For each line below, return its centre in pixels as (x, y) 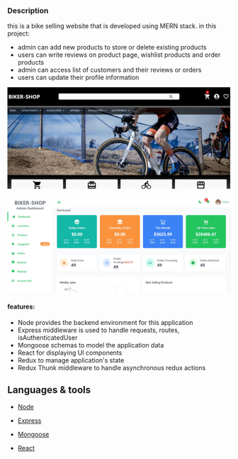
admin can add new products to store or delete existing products (112, 48)
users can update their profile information (78, 77)
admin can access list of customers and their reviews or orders (109, 70)
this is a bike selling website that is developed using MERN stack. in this (112, 26)
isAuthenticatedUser (47, 337)
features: (21, 306)
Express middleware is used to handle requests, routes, (98, 330)
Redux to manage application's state (71, 360)
